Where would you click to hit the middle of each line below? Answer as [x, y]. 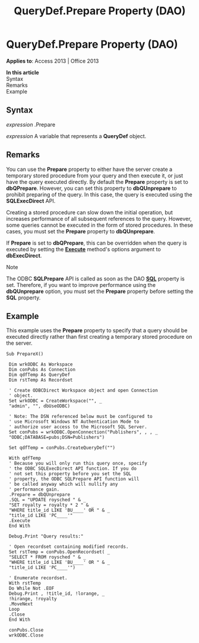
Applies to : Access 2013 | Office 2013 [53, 61]
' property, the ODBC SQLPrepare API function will [74, 479]
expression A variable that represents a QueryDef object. [76, 136]
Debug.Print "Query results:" [46, 536]
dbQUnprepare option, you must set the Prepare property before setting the [100, 291]
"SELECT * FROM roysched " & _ [47, 557]
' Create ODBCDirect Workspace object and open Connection [83, 391]
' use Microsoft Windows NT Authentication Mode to [74, 422]
